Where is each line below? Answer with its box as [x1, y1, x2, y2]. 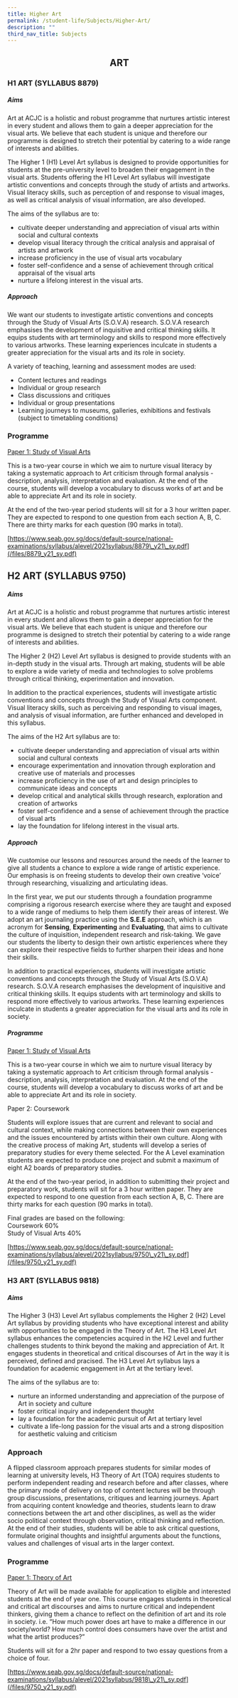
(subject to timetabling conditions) [17, 414, 119, 422]
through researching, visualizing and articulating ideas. [7, 879, 168, 887]
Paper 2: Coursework [7, 1104, 70, 1113]
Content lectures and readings [17, 375, 107, 384]
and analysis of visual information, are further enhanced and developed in [7, 711, 224, 720]
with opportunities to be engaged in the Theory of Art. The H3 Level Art [7, 1326, 217, 1335]
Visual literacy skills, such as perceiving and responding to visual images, [7, 703, 222, 712]
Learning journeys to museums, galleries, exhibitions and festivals [17, 406, 211, 414]
